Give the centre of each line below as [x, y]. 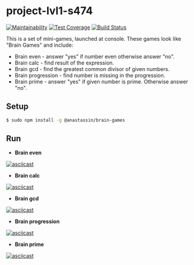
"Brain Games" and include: [40, 45]
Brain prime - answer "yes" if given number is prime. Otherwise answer [101, 82]
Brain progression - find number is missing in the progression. [90, 75]
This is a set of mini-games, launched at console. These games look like [94, 38]
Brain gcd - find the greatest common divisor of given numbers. [92, 69]
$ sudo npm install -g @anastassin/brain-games [66, 120]
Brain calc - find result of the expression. [64, 63]
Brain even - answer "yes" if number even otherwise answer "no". [95, 56]
